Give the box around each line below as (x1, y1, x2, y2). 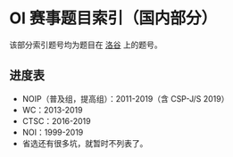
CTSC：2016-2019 (21, 115, 91, 126)
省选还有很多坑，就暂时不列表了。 (21, 137, 148, 148)
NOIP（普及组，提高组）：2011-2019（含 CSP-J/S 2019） (21, 93, 229, 103)
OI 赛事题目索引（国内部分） (9, 8, 218, 29)
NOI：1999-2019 (21, 127, 84, 137)
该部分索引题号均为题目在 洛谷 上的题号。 (9, 39, 162, 50)
